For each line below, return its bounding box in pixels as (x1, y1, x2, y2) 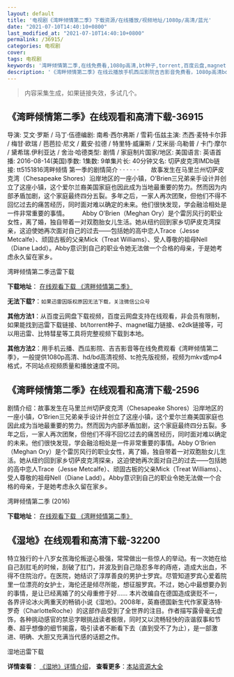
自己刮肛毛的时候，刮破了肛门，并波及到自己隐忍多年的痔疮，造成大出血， (7, 563, 221, 571)
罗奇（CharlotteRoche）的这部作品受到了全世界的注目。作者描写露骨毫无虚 (7, 606, 223, 614)
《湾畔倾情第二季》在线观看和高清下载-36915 (7, 111, 204, 123)
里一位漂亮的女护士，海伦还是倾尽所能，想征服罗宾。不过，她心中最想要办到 (7, 580, 227, 588)
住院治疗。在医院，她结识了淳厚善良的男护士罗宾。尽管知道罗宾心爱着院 (19, 571, 227, 579)
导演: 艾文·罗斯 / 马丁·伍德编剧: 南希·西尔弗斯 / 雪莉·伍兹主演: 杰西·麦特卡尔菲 (7, 130, 227, 139)
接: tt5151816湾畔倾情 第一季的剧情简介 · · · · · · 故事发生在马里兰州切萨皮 (7, 165, 224, 174)
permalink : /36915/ (7, 36, 64, 43)
